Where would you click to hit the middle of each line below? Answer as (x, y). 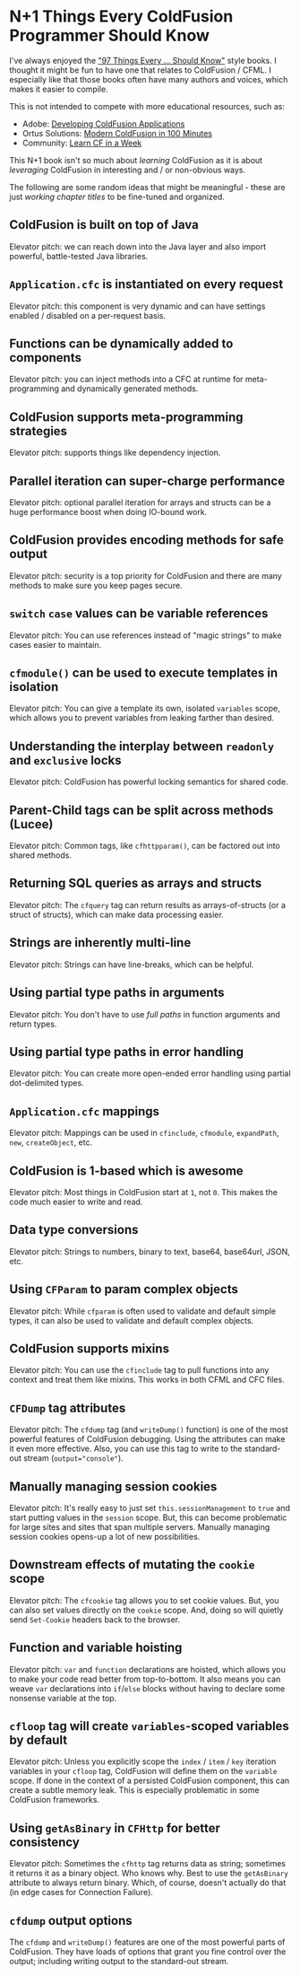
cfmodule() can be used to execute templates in (144, 673)
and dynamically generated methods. (130, 389)
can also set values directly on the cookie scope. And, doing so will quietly (146, 1610)
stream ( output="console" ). (73, 1458)
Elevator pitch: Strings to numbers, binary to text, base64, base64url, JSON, (150, 1251)
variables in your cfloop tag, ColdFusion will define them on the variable (143, 1771)
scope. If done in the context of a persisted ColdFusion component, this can (150, 1781)
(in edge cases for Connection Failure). (81, 1892)
